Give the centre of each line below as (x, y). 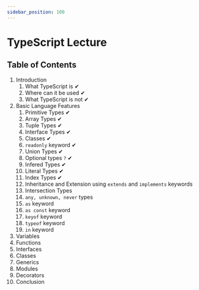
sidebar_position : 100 (36, 12)
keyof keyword (43, 216)
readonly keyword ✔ (51, 145)
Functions (28, 242)
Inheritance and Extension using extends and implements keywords (109, 184)
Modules (27, 269)
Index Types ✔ (43, 177)
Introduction (31, 80)
